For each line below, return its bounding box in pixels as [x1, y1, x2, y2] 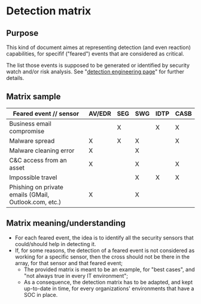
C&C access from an [9, 156, 67, 164]
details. [6, 75, 25, 81]
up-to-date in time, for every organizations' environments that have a [23, 285, 194, 292]
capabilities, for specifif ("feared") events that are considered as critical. [6, 50, 184, 57]
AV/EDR [89, 109, 112, 118]
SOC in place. [23, 291, 58, 298]
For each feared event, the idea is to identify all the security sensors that [14, 234, 194, 241]
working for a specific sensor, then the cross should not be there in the [14, 253, 190, 260]
